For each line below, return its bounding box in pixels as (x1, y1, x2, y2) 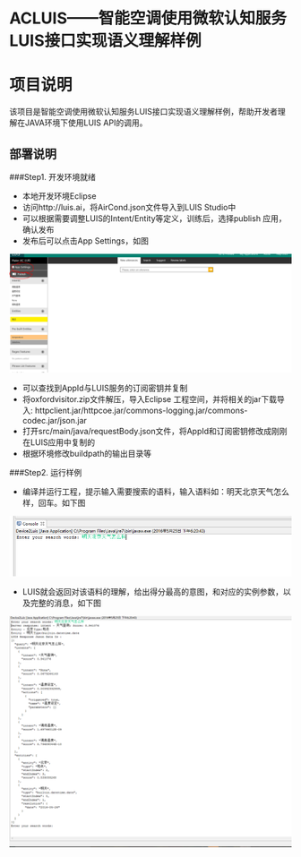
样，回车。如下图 (21, 497, 86, 508)
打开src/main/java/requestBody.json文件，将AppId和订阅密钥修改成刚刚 (21, 425, 288, 436)
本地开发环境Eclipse (21, 190, 97, 201)
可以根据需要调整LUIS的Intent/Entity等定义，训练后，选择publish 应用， (21, 212, 287, 224)
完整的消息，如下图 (30, 597, 101, 609)
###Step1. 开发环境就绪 (9, 171, 96, 182)
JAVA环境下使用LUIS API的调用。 (24, 117, 148, 128)
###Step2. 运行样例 (9, 467, 82, 477)
